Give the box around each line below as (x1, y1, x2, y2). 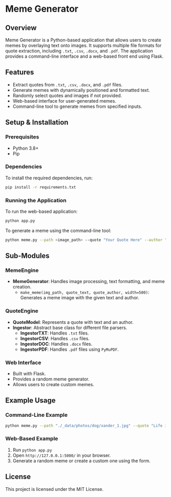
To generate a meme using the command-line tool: (5, 227, 111, 233)
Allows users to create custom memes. (12, 382, 95, 387)
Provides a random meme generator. (12, 376, 90, 382)
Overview (5, 23, 37, 32)
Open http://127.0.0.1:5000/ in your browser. (12, 452, 111, 458)
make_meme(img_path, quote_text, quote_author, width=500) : (20, 289, 150, 295)
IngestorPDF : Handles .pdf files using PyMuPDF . (20, 346, 119, 352)
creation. (12, 284, 32, 290)
